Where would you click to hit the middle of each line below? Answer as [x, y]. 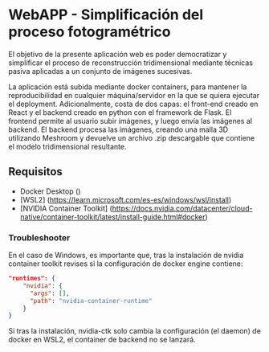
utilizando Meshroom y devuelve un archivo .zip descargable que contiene [132, 137]
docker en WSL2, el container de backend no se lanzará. [102, 340]
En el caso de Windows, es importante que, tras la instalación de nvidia [126, 256]
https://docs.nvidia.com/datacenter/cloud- [182, 208]
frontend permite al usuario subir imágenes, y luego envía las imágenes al [130, 121]
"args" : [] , [49, 293]
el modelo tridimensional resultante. [67, 146]
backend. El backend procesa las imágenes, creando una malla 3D [118, 129]
